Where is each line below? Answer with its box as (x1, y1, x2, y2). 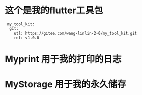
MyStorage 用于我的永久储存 (5, 79, 126, 90)
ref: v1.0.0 (14, 35, 39, 40)
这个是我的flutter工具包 (5, 5, 103, 16)
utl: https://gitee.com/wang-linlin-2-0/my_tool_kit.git (14, 30, 137, 36)
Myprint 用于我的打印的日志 (5, 54, 122, 65)
